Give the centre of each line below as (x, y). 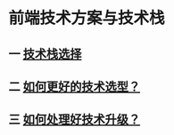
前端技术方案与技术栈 (87, 18)
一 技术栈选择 (45, 54)
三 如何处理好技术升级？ (74, 119)
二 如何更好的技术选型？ (74, 87)
